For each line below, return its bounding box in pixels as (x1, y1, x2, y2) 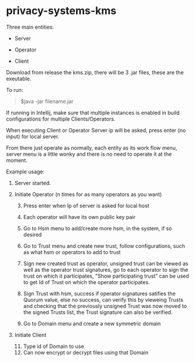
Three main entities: (6, 23, 54, 30)
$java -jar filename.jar (20, 98, 74, 105)
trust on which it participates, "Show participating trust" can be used (23, 272, 189, 279)
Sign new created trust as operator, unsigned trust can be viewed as (23, 259, 189, 267)
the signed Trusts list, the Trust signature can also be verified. (23, 309, 173, 316)
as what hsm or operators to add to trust (23, 248, 121, 255)
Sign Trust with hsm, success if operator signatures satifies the (23, 290, 176, 297)
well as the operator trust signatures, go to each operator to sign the (23, 266, 189, 273)
